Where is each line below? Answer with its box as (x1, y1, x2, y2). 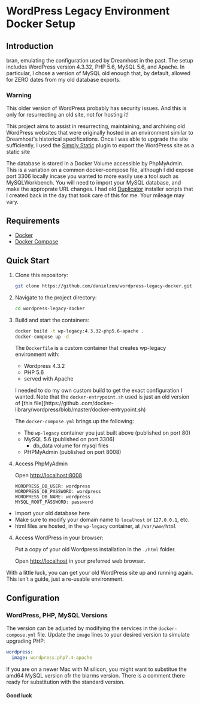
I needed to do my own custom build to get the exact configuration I (14, 387, 183, 394)
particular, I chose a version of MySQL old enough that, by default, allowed (6, 70, 190, 76)
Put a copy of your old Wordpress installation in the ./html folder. (14, 546, 176, 553)
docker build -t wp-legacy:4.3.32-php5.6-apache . (14, 328, 144, 334)
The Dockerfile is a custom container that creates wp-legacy (14, 344, 166, 352)
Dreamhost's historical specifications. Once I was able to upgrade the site (6, 135, 189, 142)
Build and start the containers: (14, 316, 90, 323)
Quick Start (6, 256, 50, 266)
